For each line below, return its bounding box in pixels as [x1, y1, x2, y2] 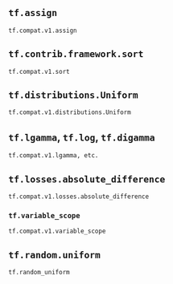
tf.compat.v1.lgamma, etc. [8, 152, 99, 160]
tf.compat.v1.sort [8, 67, 70, 75]
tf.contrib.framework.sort [8, 48, 144, 60]
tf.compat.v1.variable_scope [8, 227, 106, 236]
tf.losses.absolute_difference [8, 173, 166, 185]
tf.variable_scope [8, 211, 80, 220]
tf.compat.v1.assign [8, 26, 78, 34]
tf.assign [8, 7, 58, 19]
